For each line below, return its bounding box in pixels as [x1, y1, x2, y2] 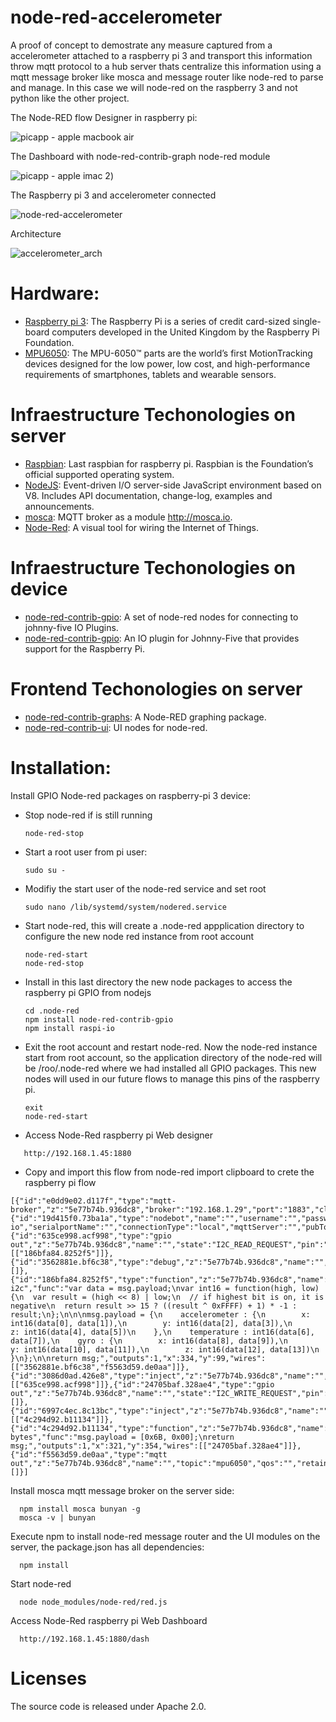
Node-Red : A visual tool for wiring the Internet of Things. [24, 521, 260, 533]
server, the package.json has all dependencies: [10, 1541, 205, 1553]
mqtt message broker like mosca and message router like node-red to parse [10, 71, 324, 83]
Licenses [10, 1667, 88, 1690]
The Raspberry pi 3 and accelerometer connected [10, 189, 217, 201]
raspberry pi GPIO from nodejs [24, 986, 152, 998]
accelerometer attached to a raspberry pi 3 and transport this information [10, 49, 313, 61]
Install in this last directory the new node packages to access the [24, 976, 293, 988]
